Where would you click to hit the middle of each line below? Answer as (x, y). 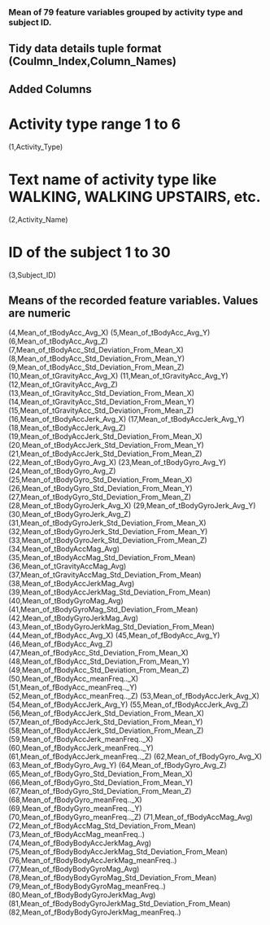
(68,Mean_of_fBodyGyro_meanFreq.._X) (75, 800)
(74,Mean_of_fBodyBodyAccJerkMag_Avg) (80, 843)
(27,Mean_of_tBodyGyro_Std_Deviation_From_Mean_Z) (100, 497)
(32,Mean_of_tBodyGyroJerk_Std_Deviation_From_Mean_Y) (108, 532)
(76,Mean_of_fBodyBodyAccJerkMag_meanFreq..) (93, 861)
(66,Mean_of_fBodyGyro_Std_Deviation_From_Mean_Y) (101, 783)
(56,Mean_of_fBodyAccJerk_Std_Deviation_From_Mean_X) (107, 713)
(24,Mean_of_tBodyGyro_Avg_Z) (62, 471)
